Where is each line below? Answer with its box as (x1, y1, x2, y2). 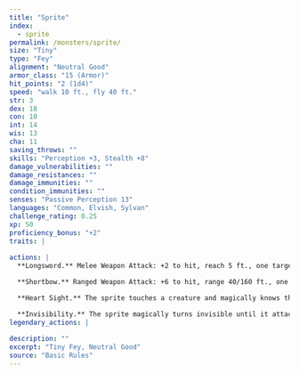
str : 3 (9, 95, 34, 105)
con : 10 (9, 112, 38, 121)
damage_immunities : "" (9, 179, 93, 188)
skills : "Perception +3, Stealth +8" (9, 153, 149, 163)
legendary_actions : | (9, 318, 90, 327)
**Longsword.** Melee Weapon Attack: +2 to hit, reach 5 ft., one (17, 262, 269, 271)
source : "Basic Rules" (9, 351, 93, 361)
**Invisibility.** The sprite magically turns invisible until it (17, 309, 269, 319)
